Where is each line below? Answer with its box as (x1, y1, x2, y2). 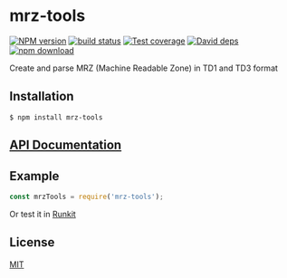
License (9, 235, 55, 250)
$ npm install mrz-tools (9, 112, 103, 122)
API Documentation (9, 138, 122, 153)
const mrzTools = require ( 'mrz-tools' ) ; (9, 192, 165, 201)
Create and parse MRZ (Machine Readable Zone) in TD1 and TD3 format (9, 62, 279, 73)
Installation (9, 89, 74, 104)
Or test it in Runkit (9, 208, 77, 219)
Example (9, 168, 60, 184)
